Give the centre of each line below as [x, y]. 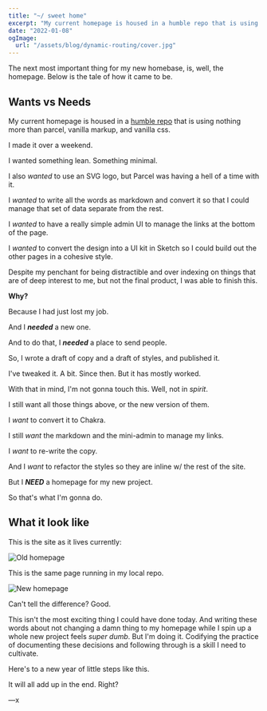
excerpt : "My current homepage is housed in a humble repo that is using [133, 23]
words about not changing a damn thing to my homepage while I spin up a [130, 628]
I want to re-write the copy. [53, 451]
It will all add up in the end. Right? [63, 684]
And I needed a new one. [50, 327]
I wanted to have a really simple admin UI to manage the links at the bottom [132, 224]
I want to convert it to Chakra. [57, 420]
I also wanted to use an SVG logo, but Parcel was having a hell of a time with [134, 176]
